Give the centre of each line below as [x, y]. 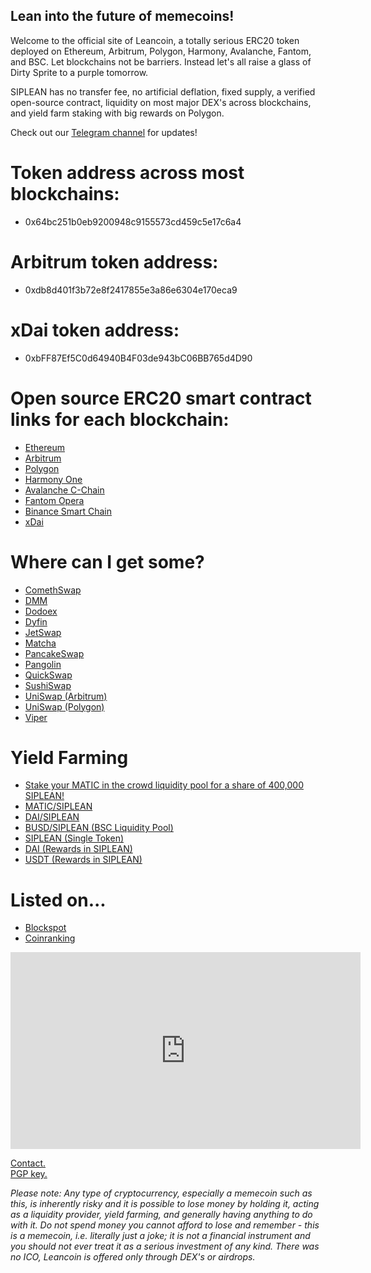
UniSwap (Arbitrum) [66, 696]
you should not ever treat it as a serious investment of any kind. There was [165, 1246]
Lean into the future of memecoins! [122, 16]
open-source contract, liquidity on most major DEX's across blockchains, [161, 102]
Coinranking [50, 938]
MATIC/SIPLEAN [58, 806]
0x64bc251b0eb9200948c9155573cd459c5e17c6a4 [133, 221]
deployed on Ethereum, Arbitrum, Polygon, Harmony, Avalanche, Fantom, [161, 51]
